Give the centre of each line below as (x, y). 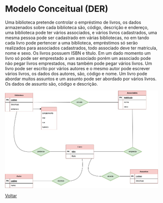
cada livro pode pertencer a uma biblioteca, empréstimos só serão (72, 43)
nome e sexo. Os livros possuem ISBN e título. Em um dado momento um (78, 53)
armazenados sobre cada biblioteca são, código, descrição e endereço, (77, 27)
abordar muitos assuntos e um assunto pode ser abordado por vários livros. (81, 79)
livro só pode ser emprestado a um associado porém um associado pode (78, 58)
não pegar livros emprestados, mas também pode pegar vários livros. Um (79, 63)
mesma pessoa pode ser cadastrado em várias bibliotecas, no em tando (77, 38)
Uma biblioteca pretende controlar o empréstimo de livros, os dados (73, 22)
